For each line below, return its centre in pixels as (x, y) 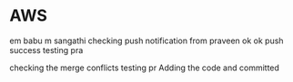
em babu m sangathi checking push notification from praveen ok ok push (146, 41)
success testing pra (46, 50)
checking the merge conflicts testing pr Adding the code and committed (145, 68)
